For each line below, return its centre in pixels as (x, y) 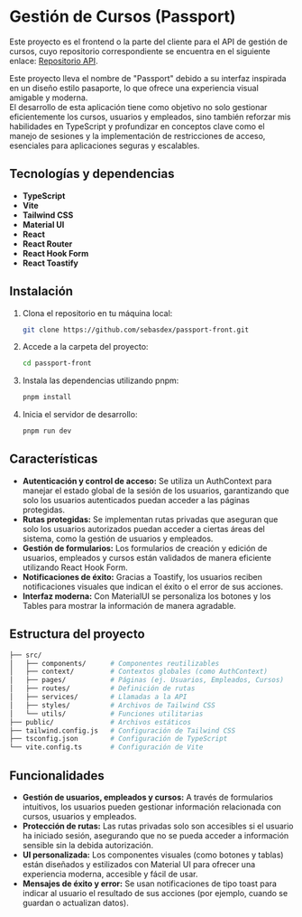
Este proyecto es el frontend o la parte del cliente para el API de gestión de (149, 42)
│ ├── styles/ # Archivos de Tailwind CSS (113, 705)
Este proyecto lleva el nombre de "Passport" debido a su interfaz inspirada (148, 78)
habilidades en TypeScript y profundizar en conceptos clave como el (137, 126)
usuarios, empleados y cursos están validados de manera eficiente (147, 557)
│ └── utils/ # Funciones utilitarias (106, 714)
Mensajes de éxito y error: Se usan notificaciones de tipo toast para (150, 884)
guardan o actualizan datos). (75, 903)
